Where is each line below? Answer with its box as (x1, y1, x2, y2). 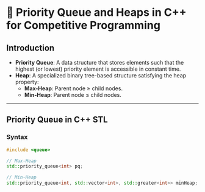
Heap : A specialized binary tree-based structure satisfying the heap (15, 72, 187, 79)
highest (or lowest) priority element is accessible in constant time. (15, 65, 181, 73)
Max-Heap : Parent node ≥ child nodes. (24, 85, 123, 92)
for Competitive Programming (6, 18, 160, 32)
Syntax (6, 133, 28, 141)
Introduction (6, 43, 55, 53)
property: (15, 79, 39, 85)
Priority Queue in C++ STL (6, 115, 108, 125)
